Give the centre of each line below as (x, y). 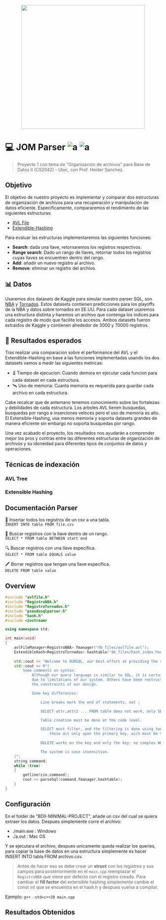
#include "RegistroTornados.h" (37, 606)
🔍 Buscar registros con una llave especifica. (50, 548)
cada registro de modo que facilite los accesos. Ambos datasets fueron (78, 320)
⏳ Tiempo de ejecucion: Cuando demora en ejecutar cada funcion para (85, 373)
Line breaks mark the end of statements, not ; (90, 702)
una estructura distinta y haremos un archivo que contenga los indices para (82, 314)
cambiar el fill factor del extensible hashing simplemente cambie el (85, 882)
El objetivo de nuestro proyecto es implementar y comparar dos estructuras (82, 197)
